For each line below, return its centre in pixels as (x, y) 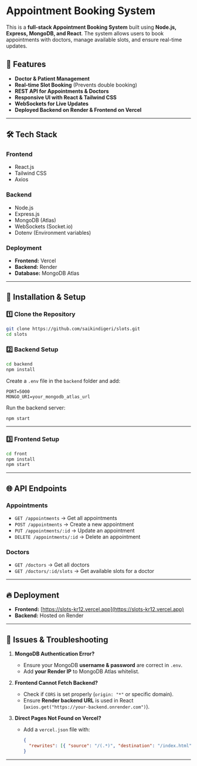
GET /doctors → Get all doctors (52, 565)
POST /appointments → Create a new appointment (74, 524)
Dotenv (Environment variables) (53, 232)
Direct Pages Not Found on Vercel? (58, 718)
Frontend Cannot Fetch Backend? (56, 682)
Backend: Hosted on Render (49, 615)
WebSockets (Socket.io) (44, 226)
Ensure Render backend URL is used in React (78, 700)
